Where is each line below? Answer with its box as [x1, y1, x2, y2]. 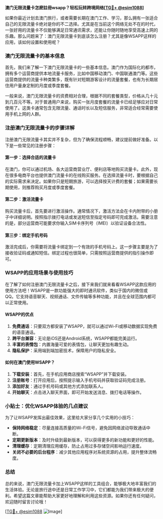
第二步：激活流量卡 [5, 196, 44, 202]
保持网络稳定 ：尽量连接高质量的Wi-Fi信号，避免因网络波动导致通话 [12, 425, 147, 431]
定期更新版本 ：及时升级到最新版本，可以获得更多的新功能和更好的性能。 [12, 437, 157, 443]
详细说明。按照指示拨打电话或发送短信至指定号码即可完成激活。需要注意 [13, 214, 158, 220]
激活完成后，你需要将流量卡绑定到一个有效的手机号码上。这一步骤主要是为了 [5, 244, 158, 250]
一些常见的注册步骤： [13, 143, 56, 148]
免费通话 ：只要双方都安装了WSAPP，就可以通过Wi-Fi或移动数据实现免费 [12, 323, 158, 329]
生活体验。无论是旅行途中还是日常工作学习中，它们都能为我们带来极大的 [5, 487, 149, 492]
